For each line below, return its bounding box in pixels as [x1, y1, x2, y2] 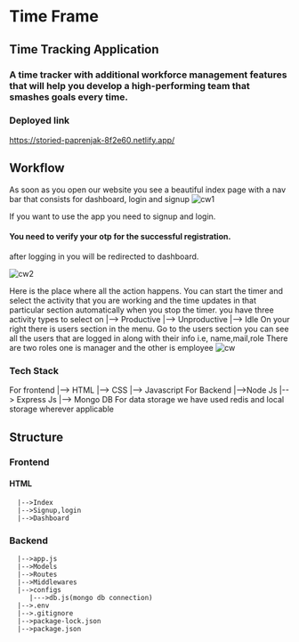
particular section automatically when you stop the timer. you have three [9, 305, 274, 315]
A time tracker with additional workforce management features [9, 69, 287, 81]
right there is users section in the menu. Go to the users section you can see [9, 323, 289, 334]
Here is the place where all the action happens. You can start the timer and [9, 285, 283, 296]
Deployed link [9, 114, 70, 126]
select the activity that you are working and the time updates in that [9, 295, 256, 305]
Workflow [9, 160, 65, 175]
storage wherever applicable [9, 403, 114, 415]
